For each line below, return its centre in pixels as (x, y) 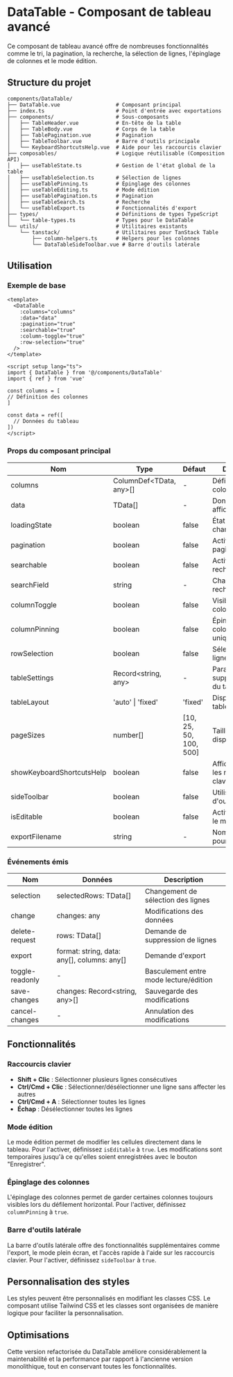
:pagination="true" (48, 324)
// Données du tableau (46, 422)
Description (184, 880)
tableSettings (32, 678)
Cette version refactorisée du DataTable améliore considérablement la (107, 1352)
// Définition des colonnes (48, 397)
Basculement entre (175, 971)
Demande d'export (175, 955)
